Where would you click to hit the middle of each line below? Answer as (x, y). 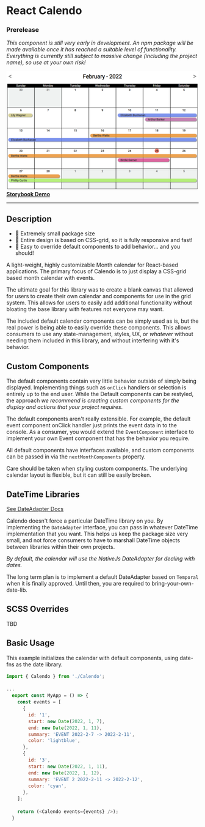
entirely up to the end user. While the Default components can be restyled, (100, 394)
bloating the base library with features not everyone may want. (85, 309)
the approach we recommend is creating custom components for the (93, 400)
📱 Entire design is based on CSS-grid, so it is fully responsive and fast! (104, 240)
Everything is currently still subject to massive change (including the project (102, 56)
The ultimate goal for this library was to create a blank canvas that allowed (100, 290)
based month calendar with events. (51, 278)
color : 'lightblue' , (54, 741)
